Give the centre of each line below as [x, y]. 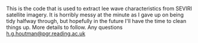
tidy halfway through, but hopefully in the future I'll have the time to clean [96, 21]
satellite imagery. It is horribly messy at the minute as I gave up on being [95, 15]
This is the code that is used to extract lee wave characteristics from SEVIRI [99, 9]
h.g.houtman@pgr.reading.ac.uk [46, 34]
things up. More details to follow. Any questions [65, 27]
